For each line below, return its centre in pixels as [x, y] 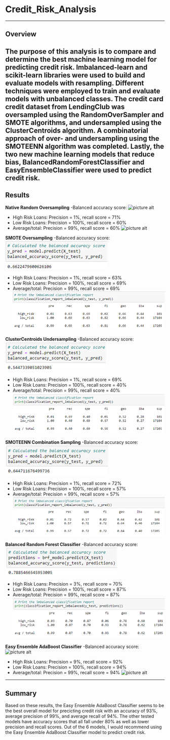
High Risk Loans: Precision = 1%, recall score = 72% [67, 483]
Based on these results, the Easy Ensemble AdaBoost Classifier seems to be [85, 706]
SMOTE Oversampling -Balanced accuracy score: [58, 238]
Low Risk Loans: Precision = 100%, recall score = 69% [69, 283]
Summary [21, 693]
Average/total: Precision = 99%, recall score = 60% [66, 228]
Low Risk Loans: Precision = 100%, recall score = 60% [70, 222]
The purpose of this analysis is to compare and [81, 51]
